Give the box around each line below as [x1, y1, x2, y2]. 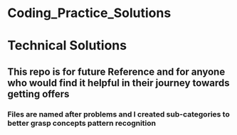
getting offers [7, 87, 70, 100]
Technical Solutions [7, 38, 127, 54]
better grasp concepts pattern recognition [7, 118, 157, 128]
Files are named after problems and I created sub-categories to [7, 109, 230, 119]
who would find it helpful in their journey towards [7, 77, 230, 89]
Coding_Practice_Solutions [7, 5, 172, 21]
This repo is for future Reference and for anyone [7, 65, 226, 77]
